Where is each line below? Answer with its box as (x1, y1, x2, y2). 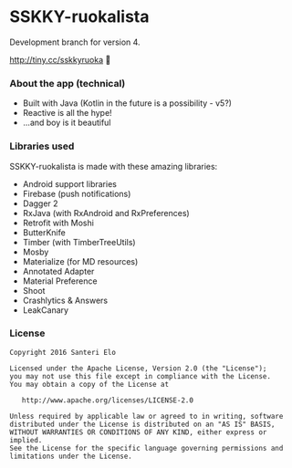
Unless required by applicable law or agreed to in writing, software (9, 411, 284, 421)
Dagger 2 (22, 198, 58, 209)
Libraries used (9, 140, 75, 152)
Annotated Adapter (22, 265, 95, 276)
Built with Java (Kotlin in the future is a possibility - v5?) (22, 98, 233, 109)
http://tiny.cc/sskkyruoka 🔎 (9, 54, 111, 65)
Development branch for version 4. (9, 36, 141, 47)
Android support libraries (22, 178, 117, 189)
